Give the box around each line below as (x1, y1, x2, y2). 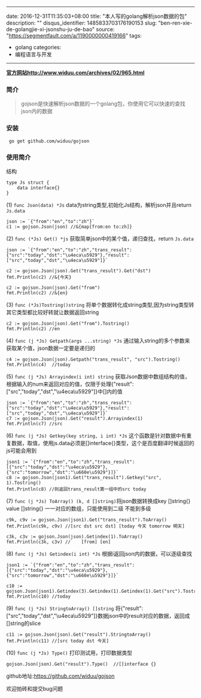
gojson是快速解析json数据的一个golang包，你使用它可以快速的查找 (20, 100, 185, 108)
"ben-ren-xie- (158, 19, 193, 26)
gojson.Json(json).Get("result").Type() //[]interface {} (6, 661, 157, 667)
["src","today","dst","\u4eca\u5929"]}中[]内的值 (6, 388, 123, 395)
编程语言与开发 (14, 51, 52, 57)
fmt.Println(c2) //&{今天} (6, 274, 72, 280)
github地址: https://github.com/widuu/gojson (6, 672, 115, 679)
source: (96, 26, 115, 33)
